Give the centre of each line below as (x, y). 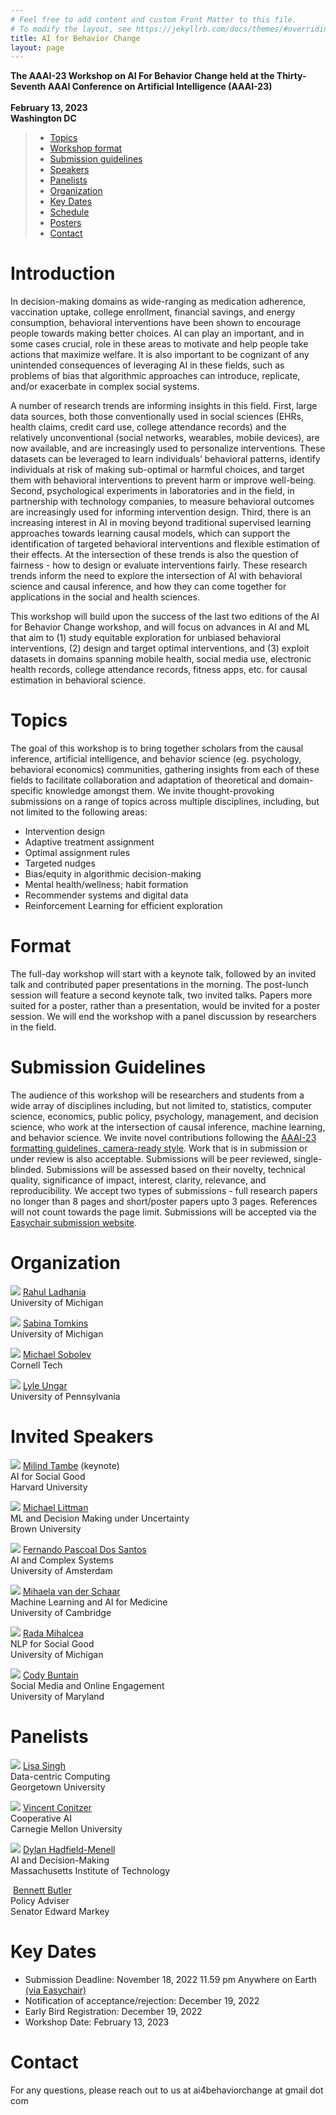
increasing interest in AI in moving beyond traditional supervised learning (161, 523)
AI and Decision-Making (60, 1860)
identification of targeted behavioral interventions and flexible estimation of (165, 544)
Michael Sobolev (57, 1354)
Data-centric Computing (60, 1776)
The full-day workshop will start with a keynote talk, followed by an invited (163, 974)
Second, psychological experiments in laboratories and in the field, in (152, 491)
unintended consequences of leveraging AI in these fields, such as (147, 365)
